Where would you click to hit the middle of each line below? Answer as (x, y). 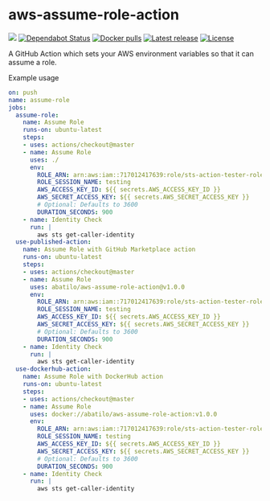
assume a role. (33, 62)
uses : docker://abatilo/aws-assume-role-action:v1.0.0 (123, 414)
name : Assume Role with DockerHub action (93, 377)
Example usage (34, 77)
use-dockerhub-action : (53, 369)
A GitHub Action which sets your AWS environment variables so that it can (131, 53)
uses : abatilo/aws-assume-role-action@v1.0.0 (107, 287)
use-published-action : (53, 242)
